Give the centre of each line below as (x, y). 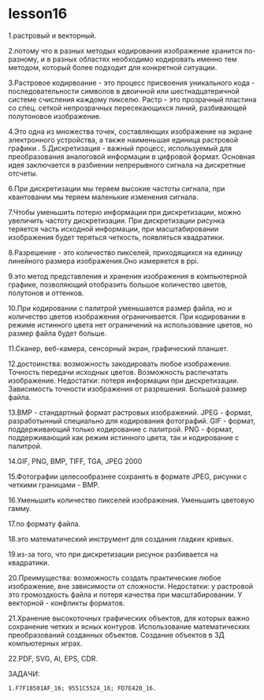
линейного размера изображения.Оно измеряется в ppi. (104, 261)
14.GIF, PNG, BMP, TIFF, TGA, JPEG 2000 (75, 461)
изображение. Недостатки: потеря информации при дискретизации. (123, 380)
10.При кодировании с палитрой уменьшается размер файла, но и (120, 308)
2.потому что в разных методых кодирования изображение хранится (125, 50)
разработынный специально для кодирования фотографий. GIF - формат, (132, 420)
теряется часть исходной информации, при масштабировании (113, 228)
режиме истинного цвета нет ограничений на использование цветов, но (130, 324)
